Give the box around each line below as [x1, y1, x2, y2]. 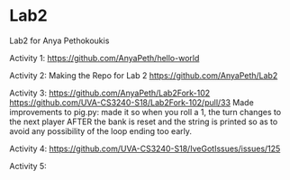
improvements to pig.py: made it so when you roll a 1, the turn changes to [9, 106, 282, 117]
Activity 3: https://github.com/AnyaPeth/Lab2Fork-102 [9, 87, 211, 98]
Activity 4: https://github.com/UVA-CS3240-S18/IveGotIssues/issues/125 [9, 143, 281, 154]
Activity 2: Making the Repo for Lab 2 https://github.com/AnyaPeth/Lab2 [9, 69, 278, 81]
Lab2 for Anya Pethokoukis [9, 35, 110, 46]
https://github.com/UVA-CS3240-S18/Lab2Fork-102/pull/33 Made [9, 96, 254, 108]
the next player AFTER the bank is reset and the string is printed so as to [9, 116, 278, 127]
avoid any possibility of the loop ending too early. [9, 125, 192, 136]
